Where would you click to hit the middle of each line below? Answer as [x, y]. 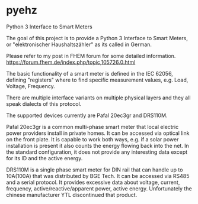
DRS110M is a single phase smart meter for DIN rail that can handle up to [95, 170]
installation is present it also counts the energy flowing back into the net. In [98, 145]
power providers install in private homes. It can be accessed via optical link [98, 133]
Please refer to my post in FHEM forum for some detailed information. [91, 56]
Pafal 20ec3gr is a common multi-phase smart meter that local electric [92, 127]
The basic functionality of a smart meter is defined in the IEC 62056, [90, 73]
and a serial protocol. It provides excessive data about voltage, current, [93, 182]
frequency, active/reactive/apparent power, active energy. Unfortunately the [99, 188]
